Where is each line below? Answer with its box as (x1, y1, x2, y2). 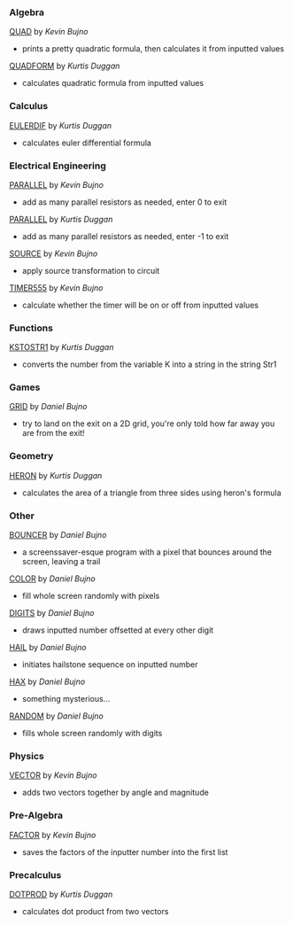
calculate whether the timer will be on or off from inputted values (21, 299, 259, 310)
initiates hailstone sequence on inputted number (21, 659, 198, 670)
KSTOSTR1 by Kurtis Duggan (9, 342, 114, 353)
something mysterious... (21, 694, 111, 704)
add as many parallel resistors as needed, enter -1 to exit (21, 230, 229, 241)
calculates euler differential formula (21, 137, 152, 148)
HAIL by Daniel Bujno (9, 642, 87, 653)
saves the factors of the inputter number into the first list (21, 846, 228, 857)
